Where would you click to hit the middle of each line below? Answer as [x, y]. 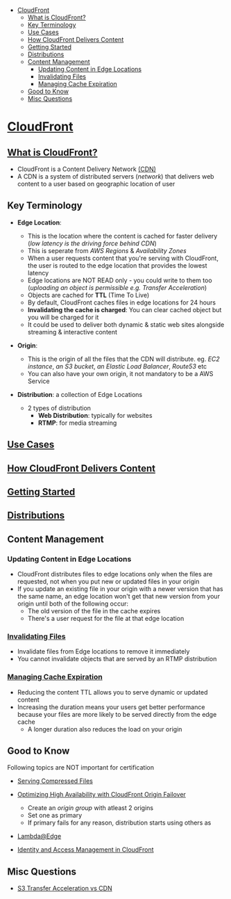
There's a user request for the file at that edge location [106, 619]
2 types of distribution [59, 408]
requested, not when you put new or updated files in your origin [108, 582]
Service [38, 381]
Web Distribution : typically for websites [95, 415]
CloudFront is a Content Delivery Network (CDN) [86, 169]
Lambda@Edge [39, 836]
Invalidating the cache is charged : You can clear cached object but [125, 309]
